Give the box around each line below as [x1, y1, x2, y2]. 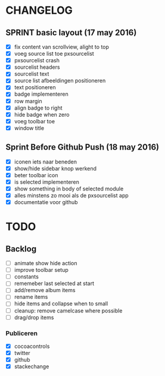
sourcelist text [14, 70, 49, 78]
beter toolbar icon [14, 171, 58, 178]
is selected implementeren [14, 178, 80, 186]
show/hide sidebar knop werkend [14, 165, 96, 172]
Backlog [5, 244, 37, 254]
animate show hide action [14, 260, 78, 267]
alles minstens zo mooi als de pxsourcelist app [14, 192, 129, 199]
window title [14, 124, 45, 132]
